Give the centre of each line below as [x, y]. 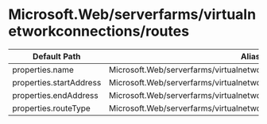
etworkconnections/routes [99, 31]
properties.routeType [52, 108]
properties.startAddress [57, 82]
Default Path [57, 56]
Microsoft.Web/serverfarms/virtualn [132, 15]
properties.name [43, 70]
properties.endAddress [55, 95]
